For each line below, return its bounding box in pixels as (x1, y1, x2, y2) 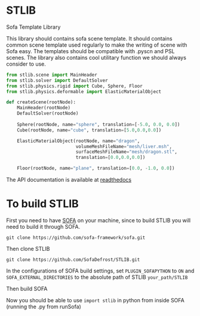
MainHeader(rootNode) (17, 105, 70, 111)
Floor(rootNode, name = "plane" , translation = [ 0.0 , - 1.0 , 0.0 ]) (17, 165, 175, 171)
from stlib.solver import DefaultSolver (6, 77, 109, 84)
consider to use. (6, 60, 47, 68)
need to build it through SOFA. (6, 223, 81, 230)
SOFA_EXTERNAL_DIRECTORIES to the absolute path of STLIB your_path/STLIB (6, 274, 188, 281)
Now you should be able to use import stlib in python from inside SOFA (6, 297, 185, 303)
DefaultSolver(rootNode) (17, 111, 79, 116)
